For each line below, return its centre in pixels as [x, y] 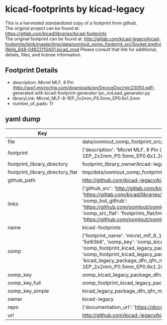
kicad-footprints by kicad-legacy [75, 9]
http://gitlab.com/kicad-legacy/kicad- [122, 39]
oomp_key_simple [28, 291]
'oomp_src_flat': [100, 213]
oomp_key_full [24, 283]
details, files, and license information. [43, 54]
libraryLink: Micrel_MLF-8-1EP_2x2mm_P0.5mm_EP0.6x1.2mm [76, 98]
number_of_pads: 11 [33, 104]
